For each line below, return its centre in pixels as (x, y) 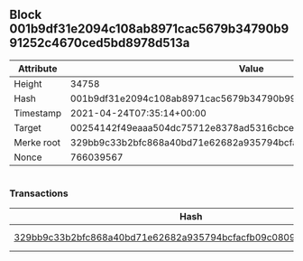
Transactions (39, 193)
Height (28, 83)
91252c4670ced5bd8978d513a (100, 43)
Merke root (37, 142)
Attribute (37, 69)
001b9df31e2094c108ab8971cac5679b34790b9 (149, 29)
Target (28, 127)
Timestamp (38, 113)
